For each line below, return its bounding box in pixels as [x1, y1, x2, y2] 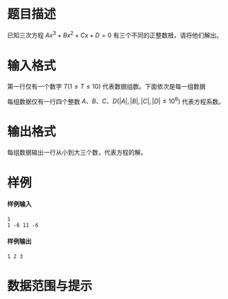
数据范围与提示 [7, 278, 93, 293]
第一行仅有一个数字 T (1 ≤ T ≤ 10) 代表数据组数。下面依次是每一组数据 [7, 82, 206, 90]
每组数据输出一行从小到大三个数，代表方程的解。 [7, 148, 147, 157]
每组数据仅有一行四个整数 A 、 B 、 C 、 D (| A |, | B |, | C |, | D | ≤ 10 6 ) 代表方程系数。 [7, 96, 225, 105]
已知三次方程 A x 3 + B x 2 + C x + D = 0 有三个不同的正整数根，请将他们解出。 [7, 29, 223, 39]
